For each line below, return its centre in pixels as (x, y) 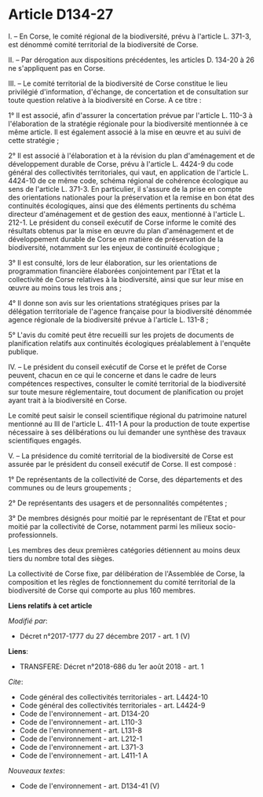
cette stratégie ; (34, 140)
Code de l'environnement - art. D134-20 (84, 714)
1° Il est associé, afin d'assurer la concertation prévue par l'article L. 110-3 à (130, 115)
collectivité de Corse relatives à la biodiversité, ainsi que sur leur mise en (126, 279)
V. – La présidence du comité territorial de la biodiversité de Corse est (121, 455)
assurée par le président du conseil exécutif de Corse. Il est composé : (122, 464)
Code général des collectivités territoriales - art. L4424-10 (114, 696)
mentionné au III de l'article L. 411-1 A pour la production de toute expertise (129, 424)
